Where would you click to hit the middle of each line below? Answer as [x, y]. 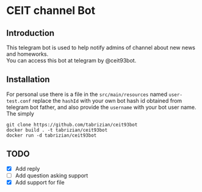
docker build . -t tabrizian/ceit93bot [57, 130]
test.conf [19, 101]
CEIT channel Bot [51, 11]
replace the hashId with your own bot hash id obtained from [107, 100]
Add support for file [40, 182]
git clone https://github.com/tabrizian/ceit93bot [72, 125]
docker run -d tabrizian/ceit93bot [52, 135]
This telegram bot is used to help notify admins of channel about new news [101, 47]
